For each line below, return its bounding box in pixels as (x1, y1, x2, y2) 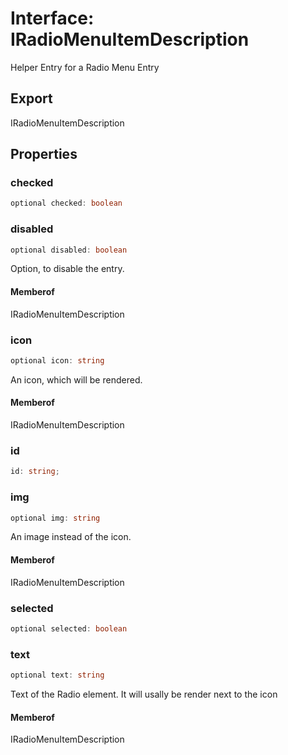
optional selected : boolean (10, 623, 128, 634)
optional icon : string (10, 355, 105, 366)
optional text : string (10, 670, 105, 681)
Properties (10, 146, 78, 163)
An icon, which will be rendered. (10, 373, 143, 386)
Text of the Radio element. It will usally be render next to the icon (10, 688, 278, 700)
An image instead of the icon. (10, 531, 132, 543)
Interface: (10, 7, 95, 30)
